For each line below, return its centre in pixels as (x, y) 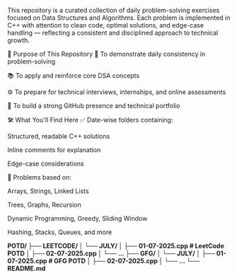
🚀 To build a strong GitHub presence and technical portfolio (94, 106)
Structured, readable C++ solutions (59, 136)
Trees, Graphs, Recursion (44, 205)
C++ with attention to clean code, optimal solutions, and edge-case (105, 25)
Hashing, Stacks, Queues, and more (60, 232)
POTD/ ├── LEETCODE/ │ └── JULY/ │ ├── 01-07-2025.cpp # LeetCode (116, 246)
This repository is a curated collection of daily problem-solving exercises (114, 10)
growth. (19, 40)
